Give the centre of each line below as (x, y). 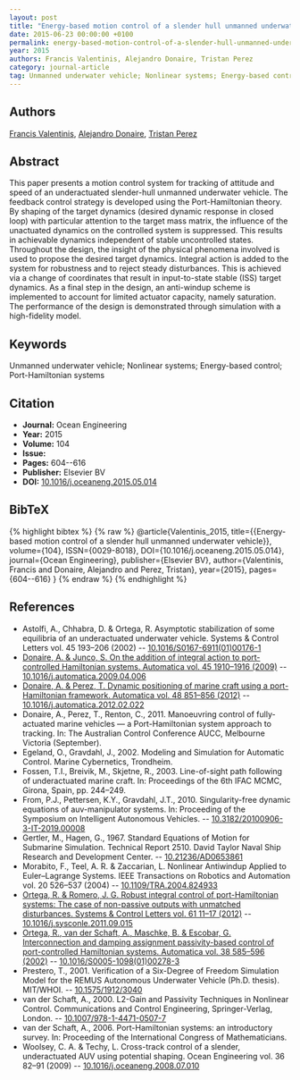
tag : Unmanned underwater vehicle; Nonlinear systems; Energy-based (139, 76)
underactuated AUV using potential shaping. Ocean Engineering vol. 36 (154, 1056)
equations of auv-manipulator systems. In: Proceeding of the (133, 809)
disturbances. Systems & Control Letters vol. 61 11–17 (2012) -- (137, 914)
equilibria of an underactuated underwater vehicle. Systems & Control (150, 638)
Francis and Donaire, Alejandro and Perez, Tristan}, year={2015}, (128, 570)
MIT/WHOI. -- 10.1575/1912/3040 (82, 990)
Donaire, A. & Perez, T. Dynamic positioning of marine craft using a (145, 686)
